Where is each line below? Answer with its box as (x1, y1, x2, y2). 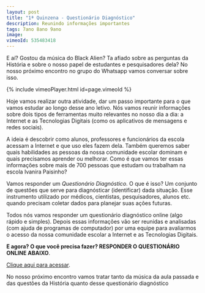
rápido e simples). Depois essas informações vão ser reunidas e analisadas (6, 218, 196, 225)
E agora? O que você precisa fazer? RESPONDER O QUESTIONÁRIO (6, 243, 180, 250)
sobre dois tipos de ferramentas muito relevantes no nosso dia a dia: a (6, 111, 184, 118)
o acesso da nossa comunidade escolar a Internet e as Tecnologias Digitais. (6, 231, 198, 238)
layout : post (6, 9, 40, 15)
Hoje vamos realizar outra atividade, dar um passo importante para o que (6, 97, 191, 105)
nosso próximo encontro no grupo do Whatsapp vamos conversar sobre (6, 67, 188, 74)
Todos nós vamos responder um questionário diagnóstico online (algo (6, 211, 183, 218)
